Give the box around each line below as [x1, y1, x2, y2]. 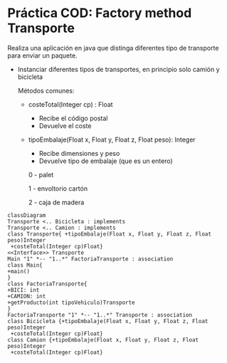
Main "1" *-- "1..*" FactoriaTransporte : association [7, 255, 174, 263]
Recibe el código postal [38, 114, 108, 122]
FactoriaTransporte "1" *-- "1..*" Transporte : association [7, 311, 193, 318]
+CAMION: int [7, 293, 46, 300]
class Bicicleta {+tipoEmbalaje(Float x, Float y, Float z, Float [7, 317, 208, 325]
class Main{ [7, 261, 43, 268]
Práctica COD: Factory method [7, 5, 192, 21]
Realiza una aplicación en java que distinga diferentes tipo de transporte [7, 43, 219, 52]
